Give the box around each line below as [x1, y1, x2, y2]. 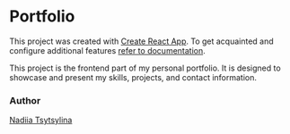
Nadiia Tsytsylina [9, 114, 73, 126]
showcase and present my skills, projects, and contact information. [9, 71, 258, 82]
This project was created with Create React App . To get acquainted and [9, 36, 274, 46]
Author [9, 94, 41, 106]
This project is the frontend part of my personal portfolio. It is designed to [9, 63, 281, 73]
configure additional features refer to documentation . [9, 45, 207, 55]
